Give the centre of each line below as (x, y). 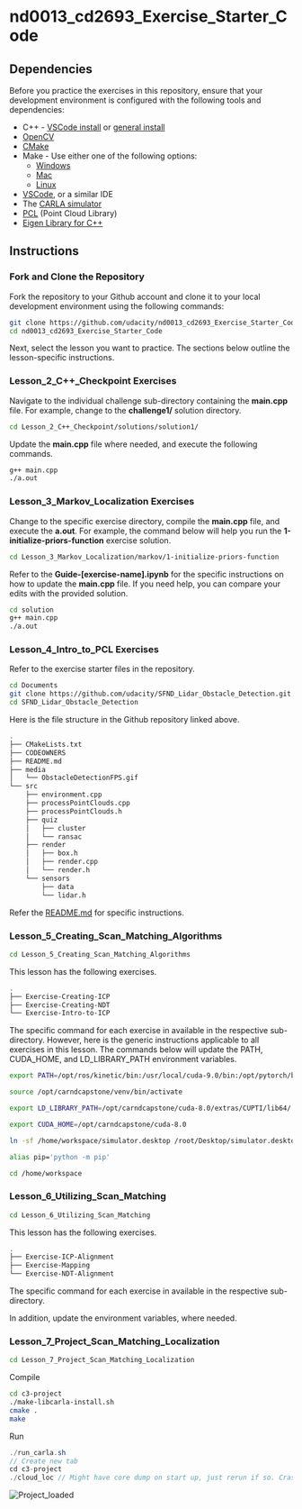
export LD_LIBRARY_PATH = (56, 1108)
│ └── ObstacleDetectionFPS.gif (74, 778)
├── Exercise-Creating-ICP (60, 996)
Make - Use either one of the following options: (110, 156)
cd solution (31, 610)
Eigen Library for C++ (62, 223)
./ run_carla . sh (38, 1452)
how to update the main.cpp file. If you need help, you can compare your (145, 584)
